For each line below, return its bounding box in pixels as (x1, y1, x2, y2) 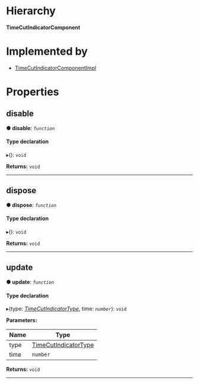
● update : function (6, 278, 54, 285)
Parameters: (6, 317, 37, 324)
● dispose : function (6, 201, 57, 209)
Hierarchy (6, 4, 56, 18)
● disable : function (6, 124, 55, 131)
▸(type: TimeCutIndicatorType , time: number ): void (6, 305, 127, 313)
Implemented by (6, 45, 88, 58)
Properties (6, 85, 59, 99)
